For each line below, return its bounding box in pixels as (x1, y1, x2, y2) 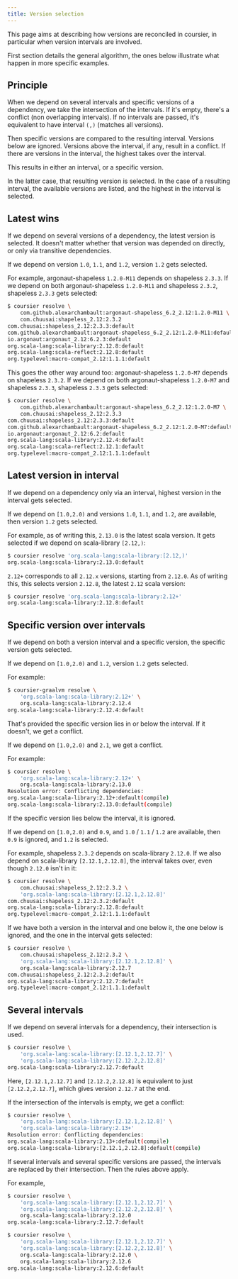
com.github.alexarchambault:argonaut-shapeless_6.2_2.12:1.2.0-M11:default (7, 329, 236, 336)
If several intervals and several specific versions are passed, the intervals (7, 1157, 222, 1166)
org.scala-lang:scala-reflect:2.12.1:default (7, 443, 144, 450)
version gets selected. (7, 646, 72, 654)
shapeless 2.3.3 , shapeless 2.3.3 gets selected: (7, 384, 149, 392)
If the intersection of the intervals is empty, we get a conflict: (7, 1097, 185, 1107)
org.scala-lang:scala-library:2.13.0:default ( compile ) (7, 801, 173, 808)
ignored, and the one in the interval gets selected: (7, 931, 152, 940)
